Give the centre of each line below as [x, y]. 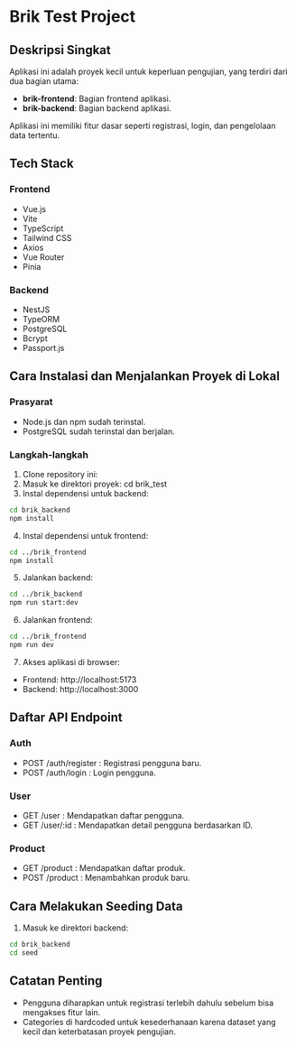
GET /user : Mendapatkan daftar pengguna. [103, 815]
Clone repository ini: [60, 474]
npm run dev [32, 645]
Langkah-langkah [49, 455]
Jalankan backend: [57, 578]
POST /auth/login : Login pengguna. [89, 773]
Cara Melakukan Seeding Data [96, 906]
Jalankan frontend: [57, 620]
